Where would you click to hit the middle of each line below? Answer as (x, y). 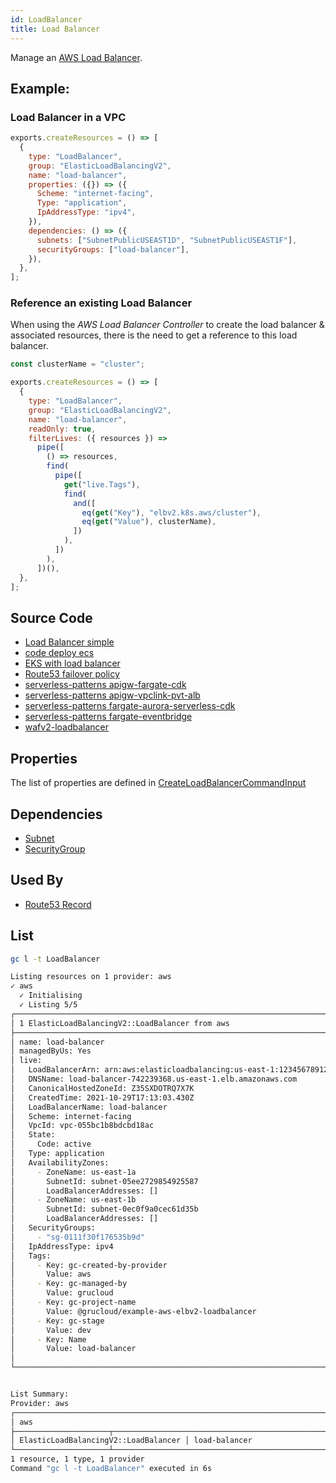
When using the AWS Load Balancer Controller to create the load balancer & (167, 325)
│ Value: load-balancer (73, 1349)
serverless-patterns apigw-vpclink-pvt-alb (112, 695)
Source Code (51, 617)
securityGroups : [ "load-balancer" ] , (113, 249)
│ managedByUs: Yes (51, 1051)
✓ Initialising (51, 996)
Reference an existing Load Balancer (101, 303)
